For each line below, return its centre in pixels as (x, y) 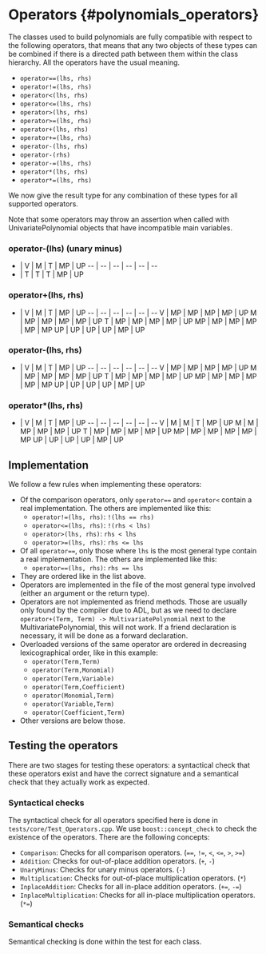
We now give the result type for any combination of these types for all (123, 195)
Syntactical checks (46, 803)
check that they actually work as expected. (79, 782)
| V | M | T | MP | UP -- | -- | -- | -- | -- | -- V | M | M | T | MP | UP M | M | (139, 423)
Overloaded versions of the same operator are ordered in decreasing (133, 644)
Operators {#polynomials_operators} (134, 15)
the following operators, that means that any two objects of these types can (133, 45)
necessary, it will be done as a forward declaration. (104, 635)
